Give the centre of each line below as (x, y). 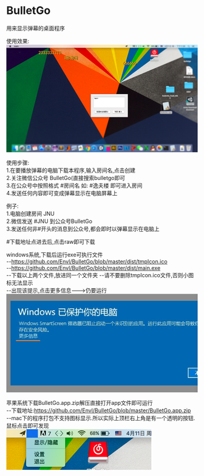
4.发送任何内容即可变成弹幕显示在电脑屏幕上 (62, 193)
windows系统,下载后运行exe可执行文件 (55, 255)
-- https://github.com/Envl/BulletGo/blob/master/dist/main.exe (83, 268)
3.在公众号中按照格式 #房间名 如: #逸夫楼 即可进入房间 (74, 185)
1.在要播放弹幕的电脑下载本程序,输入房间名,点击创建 (71, 170)
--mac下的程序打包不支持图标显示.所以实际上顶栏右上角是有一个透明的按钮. (101, 418)
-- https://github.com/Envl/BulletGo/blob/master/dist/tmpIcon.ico (87, 261)
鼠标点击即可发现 (28, 426)
